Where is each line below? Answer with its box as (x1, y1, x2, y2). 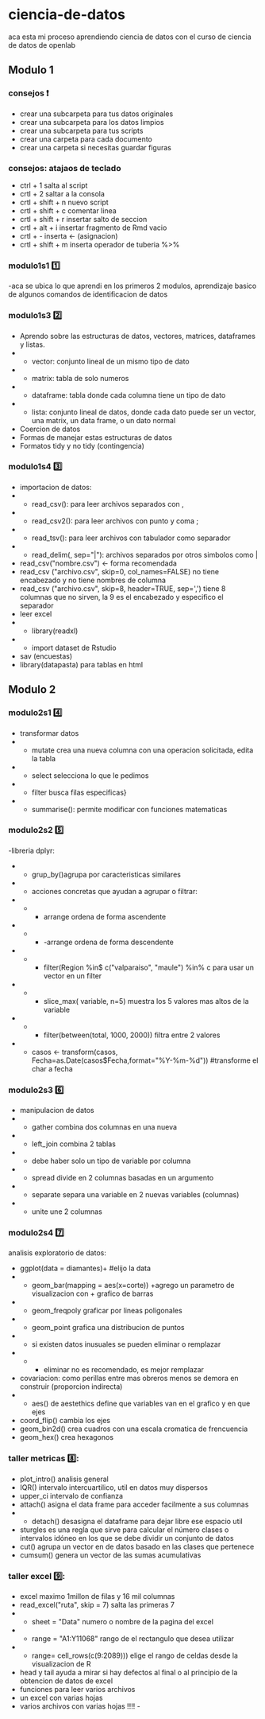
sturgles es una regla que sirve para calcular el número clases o (19, 1525, 229, 1534)
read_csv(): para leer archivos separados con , (31, 499, 184, 508)
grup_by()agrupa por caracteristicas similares (31, 869, 181, 879)
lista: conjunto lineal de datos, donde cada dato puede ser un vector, (31, 407, 256, 417)
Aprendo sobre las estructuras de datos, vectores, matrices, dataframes (19, 331, 256, 340)
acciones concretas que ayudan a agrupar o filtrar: (31, 886, 198, 896)
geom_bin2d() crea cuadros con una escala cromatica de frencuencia (19, 1424, 248, 1433)
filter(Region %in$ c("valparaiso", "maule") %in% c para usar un (43, 963, 254, 972)
